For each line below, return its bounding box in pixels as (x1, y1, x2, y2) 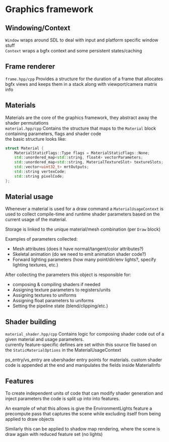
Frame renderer (5, 62, 55, 71)
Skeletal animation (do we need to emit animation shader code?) (12, 251, 146, 257)
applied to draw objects (5, 416, 54, 422)
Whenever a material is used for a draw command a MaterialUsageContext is (5, 206, 164, 212)
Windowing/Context (5, 24, 71, 32)
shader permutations (5, 120, 49, 126)
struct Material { (5, 145, 44, 151)
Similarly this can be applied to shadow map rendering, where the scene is (5, 426, 160, 432)
